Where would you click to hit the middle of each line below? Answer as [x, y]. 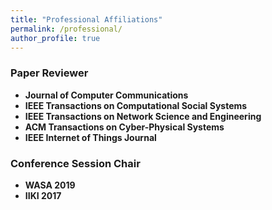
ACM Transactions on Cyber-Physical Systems [124, 127]
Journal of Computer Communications [106, 95]
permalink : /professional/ [66, 29]
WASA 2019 [50, 185]
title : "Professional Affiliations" [86, 19]
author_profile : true [55, 38]
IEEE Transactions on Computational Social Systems [136, 105]
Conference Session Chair [75, 163]
